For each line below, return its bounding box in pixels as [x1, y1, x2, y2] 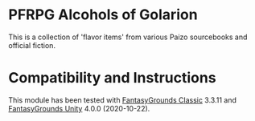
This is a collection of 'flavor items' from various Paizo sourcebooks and [8, 32, 248, 42]
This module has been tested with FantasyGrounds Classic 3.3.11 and [8, 95, 237, 105]
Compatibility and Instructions [8, 69, 216, 87]
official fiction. [8, 40, 56, 50]
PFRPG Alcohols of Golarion [8, 6, 199, 24]
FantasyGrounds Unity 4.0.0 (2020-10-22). [8, 103, 150, 113]
